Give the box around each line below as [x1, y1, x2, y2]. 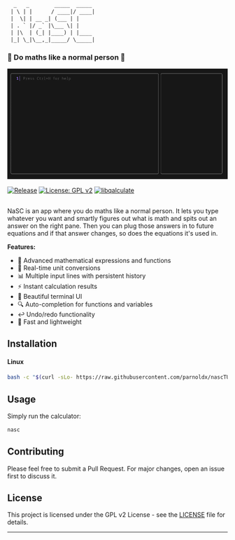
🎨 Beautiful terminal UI [17, 292, 83, 300]
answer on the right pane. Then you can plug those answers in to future [7, 222, 214, 230]
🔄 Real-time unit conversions [17, 264, 101, 272]
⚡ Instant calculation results [17, 282, 98, 290]
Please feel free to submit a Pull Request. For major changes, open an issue [7, 464, 225, 473]
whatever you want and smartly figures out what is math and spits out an [7, 214, 217, 222]
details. [7, 518, 29, 527]
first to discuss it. [7, 471, 57, 480]
